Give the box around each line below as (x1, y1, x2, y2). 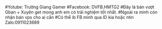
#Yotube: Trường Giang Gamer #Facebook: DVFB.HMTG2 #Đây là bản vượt (5, 4, 155, 10)
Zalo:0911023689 (5, 19, 40, 25)
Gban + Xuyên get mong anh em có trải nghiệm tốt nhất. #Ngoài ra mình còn (5, 9, 158, 15)
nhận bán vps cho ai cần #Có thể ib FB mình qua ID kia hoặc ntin (5, 14, 134, 20)
